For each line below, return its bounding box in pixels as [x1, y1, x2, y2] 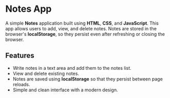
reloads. [12, 81, 30, 87]
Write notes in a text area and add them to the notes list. [12, 65, 132, 71]
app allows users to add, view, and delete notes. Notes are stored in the [5, 25, 157, 31]
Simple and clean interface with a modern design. [12, 87, 118, 93]
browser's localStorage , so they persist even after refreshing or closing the [5, 31, 165, 37]
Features [5, 51, 34, 60]
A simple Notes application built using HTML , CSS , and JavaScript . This [5, 20, 159, 26]
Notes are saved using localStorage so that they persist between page [12, 75, 163, 82]
